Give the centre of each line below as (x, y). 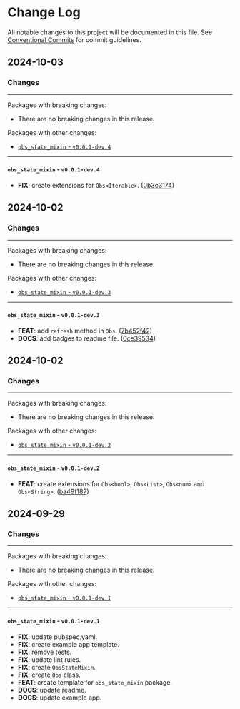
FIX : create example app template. (68, 644)
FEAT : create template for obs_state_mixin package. (95, 682)
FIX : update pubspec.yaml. (57, 637)
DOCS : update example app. (60, 698)
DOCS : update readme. (52, 690)
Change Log (44, 12)
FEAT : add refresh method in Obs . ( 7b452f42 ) (85, 331)
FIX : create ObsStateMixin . (57, 667)
